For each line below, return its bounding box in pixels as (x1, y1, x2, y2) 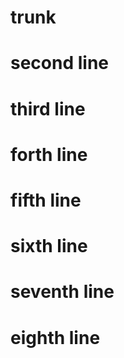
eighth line (10, 326, 101, 349)
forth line (10, 143, 88, 166)
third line (10, 97, 86, 120)
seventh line (10, 281, 115, 303)
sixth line (10, 235, 88, 258)
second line (10, 52, 110, 75)
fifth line (10, 189, 82, 211)
